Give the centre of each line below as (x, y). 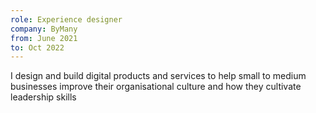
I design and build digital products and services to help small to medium (158, 76)
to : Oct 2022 (37, 47)
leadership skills (43, 97)
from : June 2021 (44, 38)
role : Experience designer (66, 19)
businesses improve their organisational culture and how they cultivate (156, 87)
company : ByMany (44, 29)
